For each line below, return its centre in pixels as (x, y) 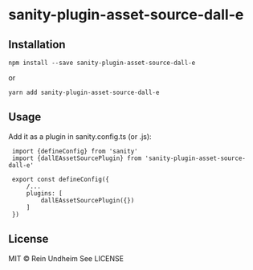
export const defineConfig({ (61, 179)
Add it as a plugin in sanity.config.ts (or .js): (80, 136)
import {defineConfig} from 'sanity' (75, 151)
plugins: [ (44, 193)
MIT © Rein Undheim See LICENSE (66, 258)
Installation (37, 45)
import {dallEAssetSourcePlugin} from (77, 158)
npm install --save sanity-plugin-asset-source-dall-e (102, 63)
